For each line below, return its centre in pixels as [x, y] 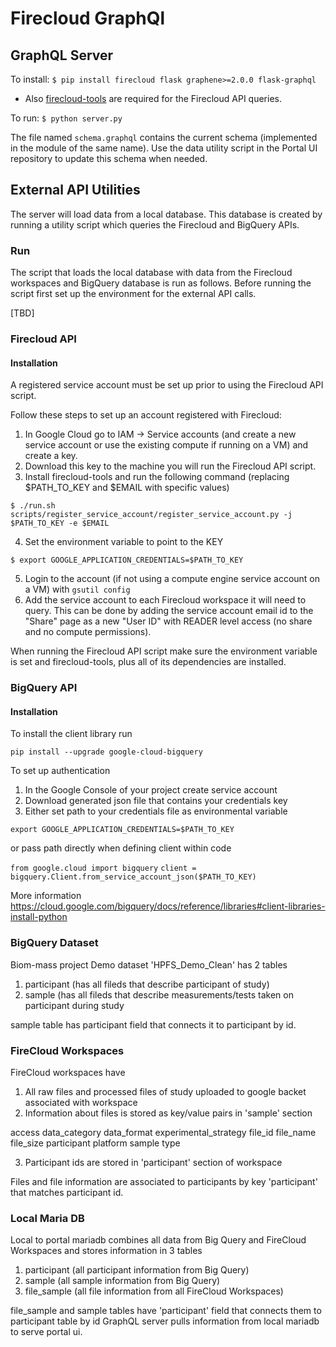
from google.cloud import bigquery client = [103, 868]
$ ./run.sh [33, 506]
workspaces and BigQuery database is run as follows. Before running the [161, 283]
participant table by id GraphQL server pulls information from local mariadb [165, 1321]
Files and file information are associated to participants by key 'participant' [164, 1181]
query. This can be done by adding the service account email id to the [169, 611]
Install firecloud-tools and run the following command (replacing [157, 477]
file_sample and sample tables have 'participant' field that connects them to [166, 1311]
